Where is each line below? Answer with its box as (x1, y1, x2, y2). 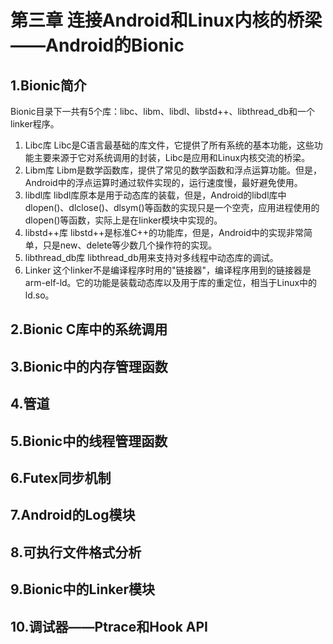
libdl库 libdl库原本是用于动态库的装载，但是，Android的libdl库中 (24, 189, 287, 201)
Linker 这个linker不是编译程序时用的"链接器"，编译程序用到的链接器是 (24, 264, 312, 276)
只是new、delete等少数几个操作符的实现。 (42, 239, 218, 251)
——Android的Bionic (10, 34, 185, 57)
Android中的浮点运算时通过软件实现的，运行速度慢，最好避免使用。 (24, 177, 303, 188)
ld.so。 (24, 289, 55, 301)
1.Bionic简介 (10, 77, 87, 94)
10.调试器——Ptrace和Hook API (10, 618, 209, 635)
